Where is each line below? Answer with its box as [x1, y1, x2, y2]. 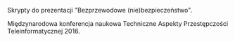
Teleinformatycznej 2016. [7, 27, 81, 35]
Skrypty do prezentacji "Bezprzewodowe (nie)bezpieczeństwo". [7, 6, 193, 14]
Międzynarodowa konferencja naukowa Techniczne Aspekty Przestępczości [7, 20, 229, 27]
